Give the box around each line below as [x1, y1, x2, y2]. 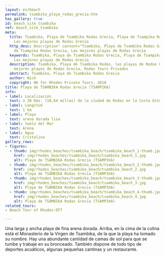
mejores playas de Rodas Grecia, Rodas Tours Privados [14, 67, 129, 72]
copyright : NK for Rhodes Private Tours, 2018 [9, 80, 107, 85]
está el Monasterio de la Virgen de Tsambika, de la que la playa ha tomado [5, 231, 156, 237]
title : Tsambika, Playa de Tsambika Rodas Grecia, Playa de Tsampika [9, 35, 155, 40]
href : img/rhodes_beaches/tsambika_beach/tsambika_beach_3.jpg [14, 180, 146, 185]
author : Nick [9, 76, 36, 80]
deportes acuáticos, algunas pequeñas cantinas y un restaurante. [5, 246, 138, 253]
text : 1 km [9, 107, 32, 113]
